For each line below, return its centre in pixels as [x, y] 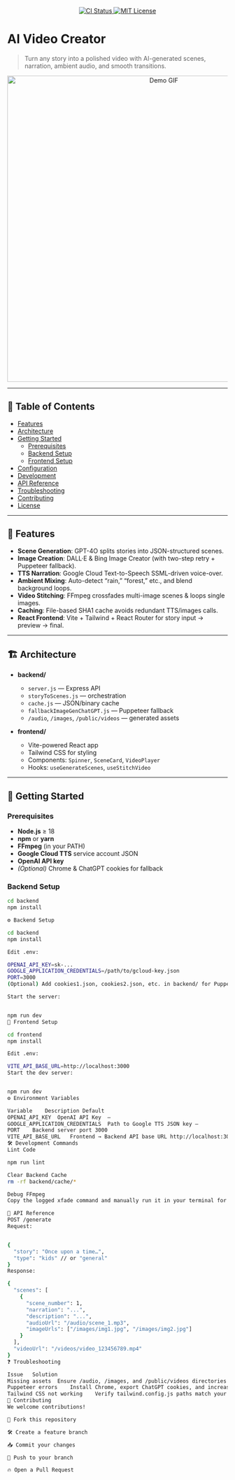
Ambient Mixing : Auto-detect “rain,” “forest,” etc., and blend [105, 580]
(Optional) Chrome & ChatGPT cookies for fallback [90, 868]
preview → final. [41, 625]
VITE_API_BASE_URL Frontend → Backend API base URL [87, 1137]
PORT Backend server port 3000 [58, 1130]
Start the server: [34, 997]
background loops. [44, 588]
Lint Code [22, 1150]
